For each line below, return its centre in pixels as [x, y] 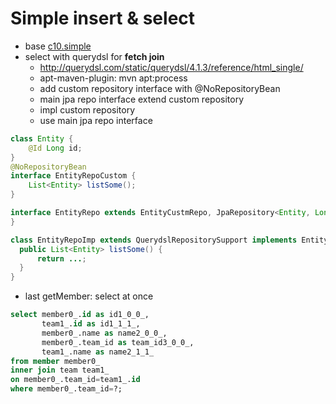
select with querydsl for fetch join [94, 56]
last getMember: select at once [89, 296]
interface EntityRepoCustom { [73, 176]
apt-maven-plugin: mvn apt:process [113, 78]
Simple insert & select [103, 18]
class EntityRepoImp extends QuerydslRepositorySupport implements [154, 240]
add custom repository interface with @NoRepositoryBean [160, 88]
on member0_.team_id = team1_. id [75, 380]
